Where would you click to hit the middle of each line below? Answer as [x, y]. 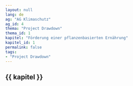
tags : [11, 52]
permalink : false [24, 47]
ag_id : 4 [14, 24]
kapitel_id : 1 [20, 43]
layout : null [19, 10]
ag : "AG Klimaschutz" [28, 19]
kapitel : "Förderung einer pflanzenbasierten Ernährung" [67, 38]
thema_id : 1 [18, 33]
